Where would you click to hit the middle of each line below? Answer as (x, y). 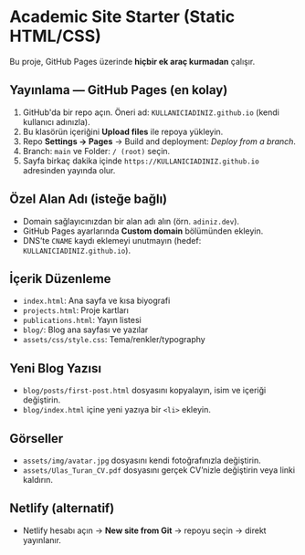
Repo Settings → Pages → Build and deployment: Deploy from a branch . (159, 141)
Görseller (37, 439)
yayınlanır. (42, 539)
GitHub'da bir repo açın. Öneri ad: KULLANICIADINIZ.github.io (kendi (151, 112)
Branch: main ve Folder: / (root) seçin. (96, 151)
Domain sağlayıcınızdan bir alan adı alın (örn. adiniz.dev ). (131, 221)
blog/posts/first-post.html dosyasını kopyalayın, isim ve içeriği (144, 391)
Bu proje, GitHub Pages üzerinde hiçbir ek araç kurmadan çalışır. (132, 61)
